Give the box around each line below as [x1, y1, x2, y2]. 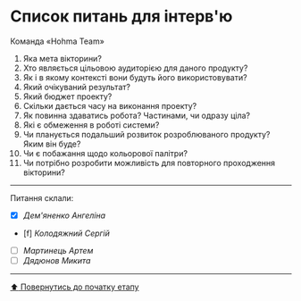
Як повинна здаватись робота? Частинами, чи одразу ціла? [22, 110, 251, 121]
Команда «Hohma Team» [10, 36, 105, 46]
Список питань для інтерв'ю [10, 6, 233, 27]
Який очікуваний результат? [22, 81, 130, 92]
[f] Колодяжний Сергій [22, 228, 111, 238]
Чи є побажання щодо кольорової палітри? [22, 147, 188, 158]
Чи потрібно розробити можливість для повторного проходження [22, 157, 276, 168]
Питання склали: [10, 192, 74, 203]
